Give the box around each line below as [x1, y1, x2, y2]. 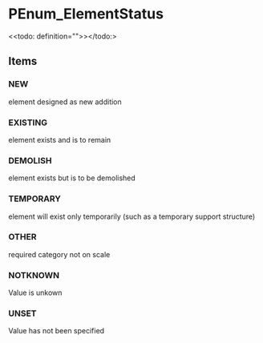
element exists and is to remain [8, 135, 111, 144]
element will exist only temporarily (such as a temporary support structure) [8, 212, 256, 221]
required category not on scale [8, 249, 111, 259]
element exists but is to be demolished [8, 173, 136, 183]
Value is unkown [8, 288, 63, 297]
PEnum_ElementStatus [8, 5, 164, 23]
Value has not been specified [8, 326, 105, 336]
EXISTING [8, 117, 48, 128]
